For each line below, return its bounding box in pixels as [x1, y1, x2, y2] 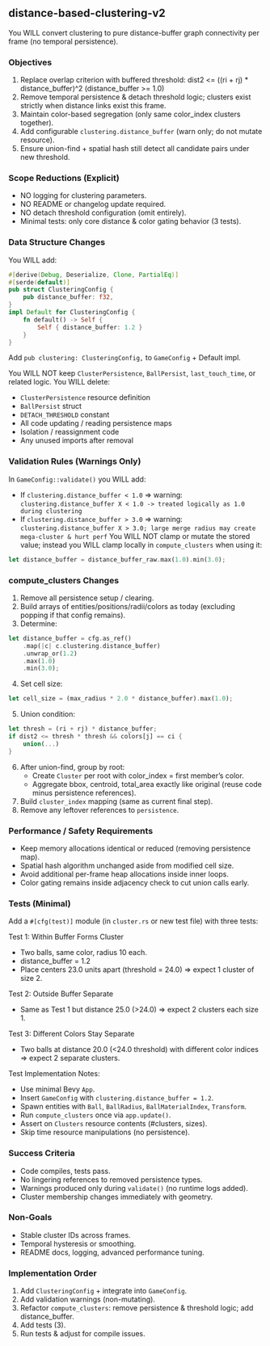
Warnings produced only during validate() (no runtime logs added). [19, 1183, 248, 1192]
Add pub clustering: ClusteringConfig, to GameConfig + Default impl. [8, 353, 241, 363]
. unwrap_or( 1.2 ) [23, 650, 78, 658]
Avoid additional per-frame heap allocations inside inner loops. [19, 869, 229, 879]
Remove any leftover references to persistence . [19, 805, 179, 814]
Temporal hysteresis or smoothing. [19, 1239, 137, 1248]
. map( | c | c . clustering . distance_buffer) [23, 641, 161, 650]
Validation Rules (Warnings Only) [8, 456, 141, 467]
